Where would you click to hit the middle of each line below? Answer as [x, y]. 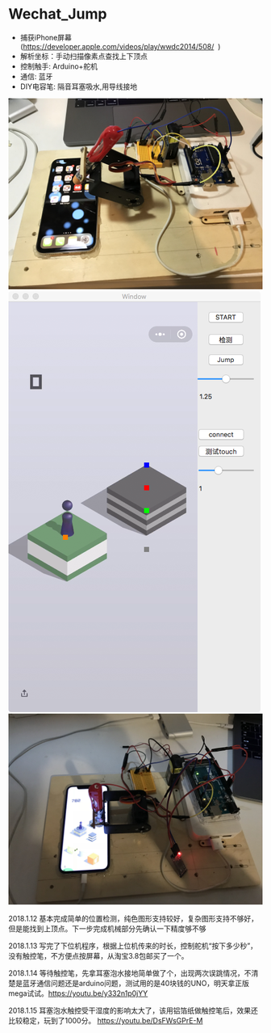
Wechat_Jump [58, 14]
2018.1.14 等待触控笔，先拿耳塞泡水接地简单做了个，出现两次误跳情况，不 [130, 973]
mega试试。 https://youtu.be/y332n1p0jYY [78, 993]
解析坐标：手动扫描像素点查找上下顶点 [83, 56]
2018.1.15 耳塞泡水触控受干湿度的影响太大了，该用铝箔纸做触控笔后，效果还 [133, 1010]
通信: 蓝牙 [36, 76]
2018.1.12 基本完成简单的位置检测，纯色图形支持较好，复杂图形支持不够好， [133, 918]
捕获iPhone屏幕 [46, 37]
